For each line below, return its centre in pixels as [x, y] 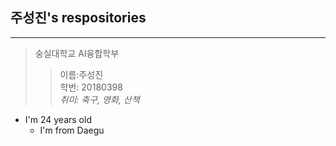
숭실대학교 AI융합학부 [77, 53]
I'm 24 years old [58, 119]
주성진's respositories [78, 18]
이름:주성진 [81, 74]
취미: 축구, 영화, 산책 [99, 99]
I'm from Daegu [72, 130]
